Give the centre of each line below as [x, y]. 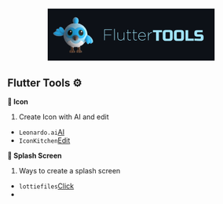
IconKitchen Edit [44, 140]
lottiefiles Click [46, 186]
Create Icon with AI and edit [64, 117]
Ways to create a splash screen [69, 171]
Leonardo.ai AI [41, 132]
